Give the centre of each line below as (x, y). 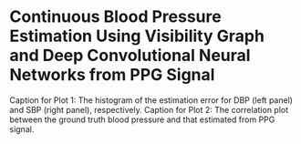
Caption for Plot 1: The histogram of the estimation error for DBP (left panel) (151, 100)
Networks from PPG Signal (112, 75)
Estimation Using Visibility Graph (137, 36)
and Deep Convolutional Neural (130, 56)
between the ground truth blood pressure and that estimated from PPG (142, 119)
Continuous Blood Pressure (115, 17)
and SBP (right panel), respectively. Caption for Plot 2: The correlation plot (149, 109)
